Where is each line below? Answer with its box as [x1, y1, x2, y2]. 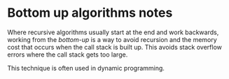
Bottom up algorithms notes [7, 5, 173, 21]
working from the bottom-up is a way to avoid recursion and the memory [7, 35, 217, 43]
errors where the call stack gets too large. [7, 50, 128, 59]
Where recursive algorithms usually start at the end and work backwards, [7, 28, 219, 36]
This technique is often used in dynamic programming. [7, 64, 165, 72]
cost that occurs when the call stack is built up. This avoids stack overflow [7, 43, 223, 51]
